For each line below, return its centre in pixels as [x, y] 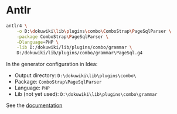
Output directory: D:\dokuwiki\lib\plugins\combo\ [75, 75]
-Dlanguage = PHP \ [38, 42]
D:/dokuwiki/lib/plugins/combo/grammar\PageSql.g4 [80, 53]
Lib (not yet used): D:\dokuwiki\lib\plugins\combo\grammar [86, 94]
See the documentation [34, 105]
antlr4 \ [17, 26]
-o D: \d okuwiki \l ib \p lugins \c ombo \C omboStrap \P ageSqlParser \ [94, 31]
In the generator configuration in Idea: [52, 64]
